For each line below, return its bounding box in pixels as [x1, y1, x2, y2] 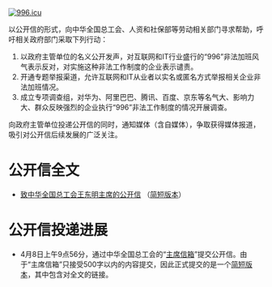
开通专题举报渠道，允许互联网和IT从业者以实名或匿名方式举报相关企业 [19, 72, 254, 81]
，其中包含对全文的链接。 [27, 269, 113, 279]
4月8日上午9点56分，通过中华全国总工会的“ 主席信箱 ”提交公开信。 [19, 249, 240, 259]
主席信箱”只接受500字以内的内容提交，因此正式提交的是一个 [30, 259, 232, 269]
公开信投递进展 [8, 221, 108, 239]
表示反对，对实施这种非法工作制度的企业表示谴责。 [27, 62, 198, 71]
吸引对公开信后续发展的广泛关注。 [8, 130, 122, 139]
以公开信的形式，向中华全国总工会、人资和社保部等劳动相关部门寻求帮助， [8, 24, 257, 34]
